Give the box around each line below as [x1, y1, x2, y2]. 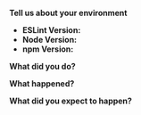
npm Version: [21, 44, 74, 54]
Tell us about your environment [9, 8, 128, 18]
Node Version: [21, 35, 78, 45]
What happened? [9, 78, 75, 88]
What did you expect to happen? [9, 95, 132, 106]
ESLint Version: [21, 25, 81, 35]
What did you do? [9, 62, 76, 71]
